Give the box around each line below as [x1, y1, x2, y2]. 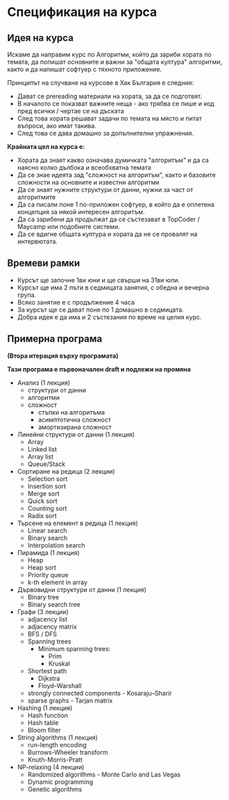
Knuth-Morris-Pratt [27, 755, 83, 764]
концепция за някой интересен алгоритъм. [17, 208, 145, 216]
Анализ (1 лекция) [17, 378, 71, 387]
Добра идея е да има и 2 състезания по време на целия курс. [17, 312, 203, 321]
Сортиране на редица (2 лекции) [17, 467, 116, 475]
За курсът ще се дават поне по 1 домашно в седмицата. [17, 305, 184, 314]
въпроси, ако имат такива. [17, 122, 97, 129]
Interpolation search [27, 541, 85, 550]
